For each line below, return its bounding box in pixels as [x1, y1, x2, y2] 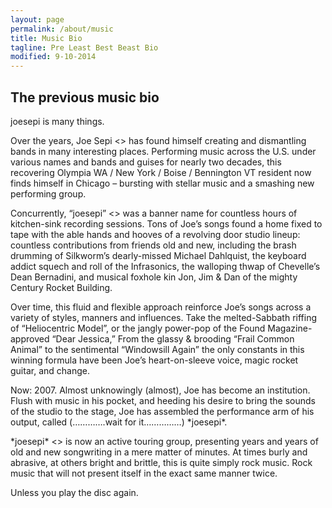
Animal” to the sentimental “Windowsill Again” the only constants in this [10, 343, 305, 355]
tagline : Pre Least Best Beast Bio [10, 42, 159, 53]
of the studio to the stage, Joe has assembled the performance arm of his [10, 405, 315, 417]
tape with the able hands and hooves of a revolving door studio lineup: [10, 228, 301, 240]
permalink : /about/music [10, 24, 114, 34]
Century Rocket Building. [10, 281, 113, 293]
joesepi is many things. [10, 115, 105, 127]
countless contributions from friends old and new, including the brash [10, 239, 297, 251]
